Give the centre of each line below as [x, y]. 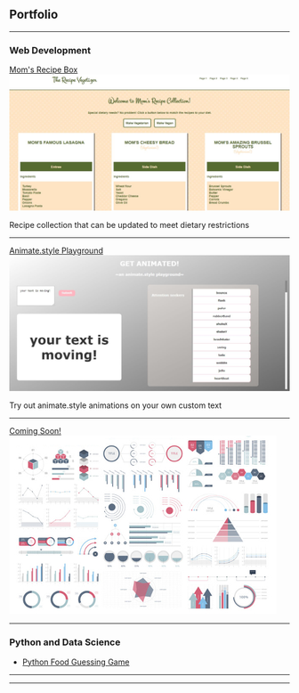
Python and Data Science [65, 642]
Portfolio [34, 15]
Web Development [50, 50]
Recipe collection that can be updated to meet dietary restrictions [129, 224]
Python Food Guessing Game [76, 662]
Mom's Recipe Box [44, 69]
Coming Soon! [36, 431]
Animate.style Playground [57, 250]
